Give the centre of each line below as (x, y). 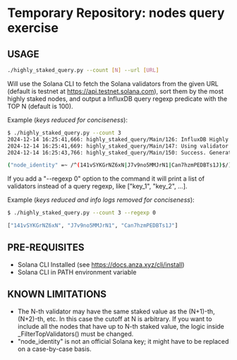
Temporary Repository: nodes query (116, 13)
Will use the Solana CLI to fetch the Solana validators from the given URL (113, 83)
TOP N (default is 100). (40, 106)
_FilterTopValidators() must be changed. (75, 334)
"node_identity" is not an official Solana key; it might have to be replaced (123, 341)
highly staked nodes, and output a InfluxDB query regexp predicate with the (117, 98)
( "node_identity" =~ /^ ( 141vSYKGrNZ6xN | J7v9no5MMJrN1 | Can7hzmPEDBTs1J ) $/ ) (120, 165)
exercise (33, 28)
